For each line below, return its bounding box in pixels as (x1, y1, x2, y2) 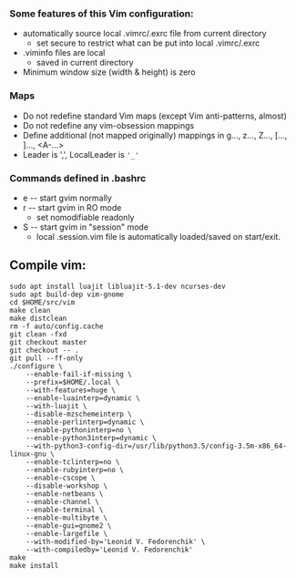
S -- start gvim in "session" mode (22, 222, 148, 232)
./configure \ (9, 361, 64, 371)
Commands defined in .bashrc (9, 171, 147, 184)
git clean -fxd (9, 329, 67, 339)
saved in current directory (36, 57, 134, 68)
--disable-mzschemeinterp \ (26, 409, 132, 418)
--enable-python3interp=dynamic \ (26, 433, 157, 442)
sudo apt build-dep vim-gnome (9, 290, 125, 299)
